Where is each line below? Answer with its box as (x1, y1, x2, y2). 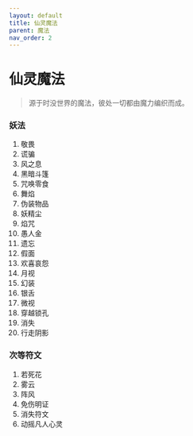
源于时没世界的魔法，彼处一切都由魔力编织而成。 (28, 98, 189, 108)
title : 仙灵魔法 (9, 19, 58, 27)
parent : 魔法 (9, 26, 50, 34)
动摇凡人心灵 (20, 419, 63, 429)
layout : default (9, 11, 63, 20)
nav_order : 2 (9, 33, 52, 42)
